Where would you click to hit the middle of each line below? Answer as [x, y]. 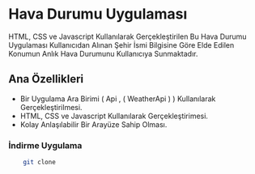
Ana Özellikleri [46, 79]
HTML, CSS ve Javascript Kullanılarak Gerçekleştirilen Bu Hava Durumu [127, 36]
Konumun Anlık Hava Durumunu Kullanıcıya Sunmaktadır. [103, 53]
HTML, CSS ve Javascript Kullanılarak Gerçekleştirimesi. [114, 116]
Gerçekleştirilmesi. [51, 107]
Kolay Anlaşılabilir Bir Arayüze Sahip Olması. [93, 124]
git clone [40, 163]
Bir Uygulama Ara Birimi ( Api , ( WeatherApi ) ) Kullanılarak [118, 99]
